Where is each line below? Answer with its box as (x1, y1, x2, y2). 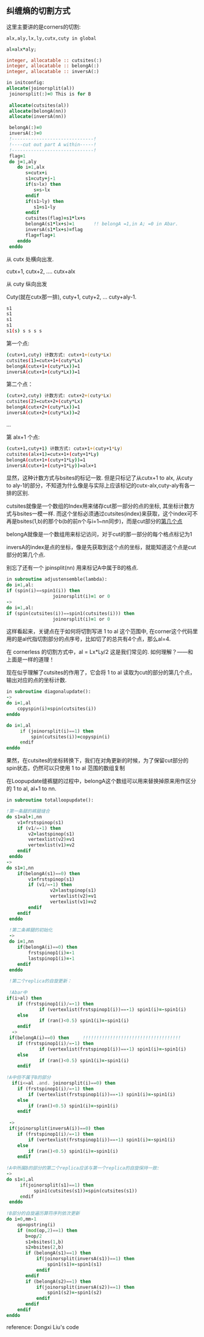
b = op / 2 (25, 1233, 43, 1239)
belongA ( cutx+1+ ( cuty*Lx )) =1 (6, 363, 80, 369)
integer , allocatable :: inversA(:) (6, 69, 99, 75)
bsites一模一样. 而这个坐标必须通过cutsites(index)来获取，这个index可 (16, 510, 193, 517)
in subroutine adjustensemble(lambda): (6, 576, 108, 583)
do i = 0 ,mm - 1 (6, 1216, 37, 1222)
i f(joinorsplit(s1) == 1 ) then (19, 1182, 94, 1188)
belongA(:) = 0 (9, 124, 43, 131)
